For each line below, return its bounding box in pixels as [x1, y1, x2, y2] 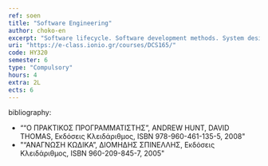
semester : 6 [8, 57, 48, 65]
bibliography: [8, 108, 52, 117]
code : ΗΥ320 [8, 49, 48, 57]
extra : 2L [8, 78, 41, 86]
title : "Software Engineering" [8, 19, 112, 27]
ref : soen [8, 11, 41, 20]
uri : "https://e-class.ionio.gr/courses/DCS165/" [8, 41, 177, 49]
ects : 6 [8, 85, 34, 94]
